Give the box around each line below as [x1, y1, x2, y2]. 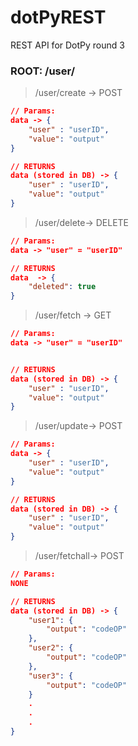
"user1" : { [28, 615, 74, 625]
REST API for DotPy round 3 [10, 39, 125, 51]
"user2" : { [28, 643, 74, 653]
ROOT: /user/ [10, 64, 75, 78]
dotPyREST [10, 6, 107, 29]
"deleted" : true [28, 282, 97, 292]
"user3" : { [28, 671, 74, 681]
